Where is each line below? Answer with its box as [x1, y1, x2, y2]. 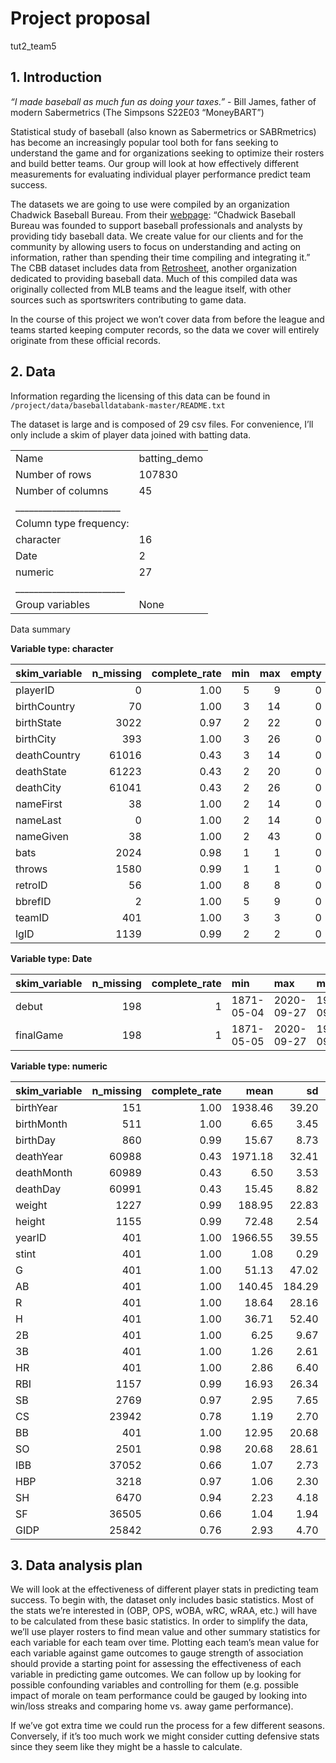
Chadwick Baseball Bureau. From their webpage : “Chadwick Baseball [10, 208, 296, 221]
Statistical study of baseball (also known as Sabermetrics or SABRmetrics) [10, 125, 317, 137]
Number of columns [15, 483, 109, 497]
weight [15, 1198, 48, 1212]
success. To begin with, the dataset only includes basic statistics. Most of [10, 1594, 315, 1606]
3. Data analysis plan [10, 1557, 143, 1574]
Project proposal [10, 7, 151, 30]
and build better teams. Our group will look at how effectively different [10, 157, 300, 169]
